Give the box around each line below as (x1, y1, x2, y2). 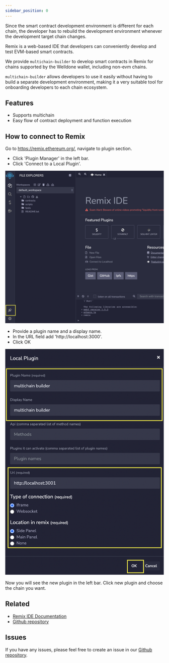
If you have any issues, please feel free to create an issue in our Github (5, 646, 152, 652)
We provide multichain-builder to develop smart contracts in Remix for (5, 58, 153, 64)
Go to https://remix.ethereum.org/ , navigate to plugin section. (5, 145, 132, 151)
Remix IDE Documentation (12, 613, 67, 619)
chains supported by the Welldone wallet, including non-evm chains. (5, 64, 147, 70)
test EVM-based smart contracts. (5, 48, 74, 55)
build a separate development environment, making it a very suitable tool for (5, 79, 163, 85)
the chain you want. (5, 585, 46, 591)
